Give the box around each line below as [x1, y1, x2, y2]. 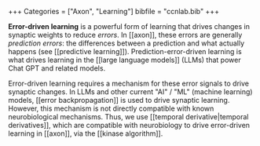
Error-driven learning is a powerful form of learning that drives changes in [8, 22, 250, 31]
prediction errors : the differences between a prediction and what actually [8, 38, 245, 48]
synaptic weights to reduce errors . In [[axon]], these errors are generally [8, 31, 243, 39]
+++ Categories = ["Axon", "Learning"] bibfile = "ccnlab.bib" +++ [8, 7, 220, 16]
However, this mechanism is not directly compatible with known [8, 104, 214, 113]
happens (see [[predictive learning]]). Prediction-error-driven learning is [8, 47, 242, 56]
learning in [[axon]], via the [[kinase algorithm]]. [8, 129, 163, 138]
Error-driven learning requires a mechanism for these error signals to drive [8, 78, 250, 88]
